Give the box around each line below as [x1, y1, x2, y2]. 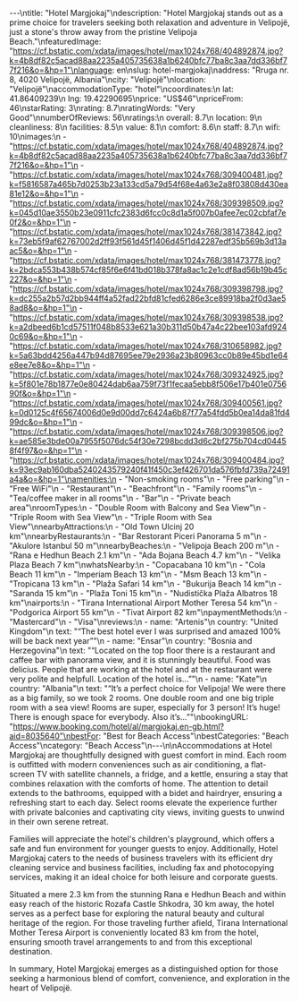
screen [9, 769, 36, 779]
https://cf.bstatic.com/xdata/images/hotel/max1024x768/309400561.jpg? [12, 398, 283, 408]
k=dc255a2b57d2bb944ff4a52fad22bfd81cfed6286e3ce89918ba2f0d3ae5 [9, 293, 287, 304]
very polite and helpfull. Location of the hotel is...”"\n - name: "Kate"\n [9, 673, 268, 684]
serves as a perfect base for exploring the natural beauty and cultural [9, 908, 265, 919]
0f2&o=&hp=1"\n [9, 217, 71, 227]
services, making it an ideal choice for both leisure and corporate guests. [9, 872, 278, 882]
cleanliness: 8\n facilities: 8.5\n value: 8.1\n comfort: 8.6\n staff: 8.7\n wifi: [9, 122, 281, 133]
